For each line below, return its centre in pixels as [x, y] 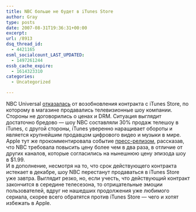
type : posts [20, 22]
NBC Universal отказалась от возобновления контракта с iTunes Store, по [97, 104]
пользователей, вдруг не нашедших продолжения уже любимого [88, 191]
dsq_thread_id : [24, 44]
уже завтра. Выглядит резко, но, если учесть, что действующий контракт [98, 178]
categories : [20, 77]
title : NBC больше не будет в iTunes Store [60, 11]
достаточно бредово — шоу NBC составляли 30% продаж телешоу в [92, 122]
